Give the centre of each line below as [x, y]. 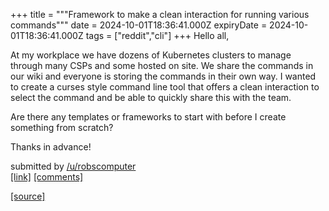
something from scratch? [62, 127]
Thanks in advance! [51, 147]
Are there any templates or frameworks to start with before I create [148, 117]
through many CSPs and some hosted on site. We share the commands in [162, 65]
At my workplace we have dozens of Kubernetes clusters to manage [151, 55]
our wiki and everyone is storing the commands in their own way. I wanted [163, 76]
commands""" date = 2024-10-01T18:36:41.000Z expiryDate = [139, 25]
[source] [28, 196]
